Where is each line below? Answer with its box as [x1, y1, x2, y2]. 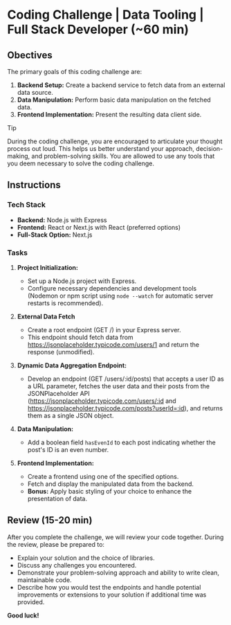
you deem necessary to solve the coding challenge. [7, 159, 154, 167]
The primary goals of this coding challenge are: [7, 68, 142, 75]
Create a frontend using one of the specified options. [27, 472, 179, 480]
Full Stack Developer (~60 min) [7, 21, 189, 37]
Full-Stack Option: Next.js [17, 230, 93, 239]
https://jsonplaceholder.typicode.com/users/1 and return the [27, 340, 199, 349]
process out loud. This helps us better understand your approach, [7, 145, 195, 152]
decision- [196, 145, 223, 152]
